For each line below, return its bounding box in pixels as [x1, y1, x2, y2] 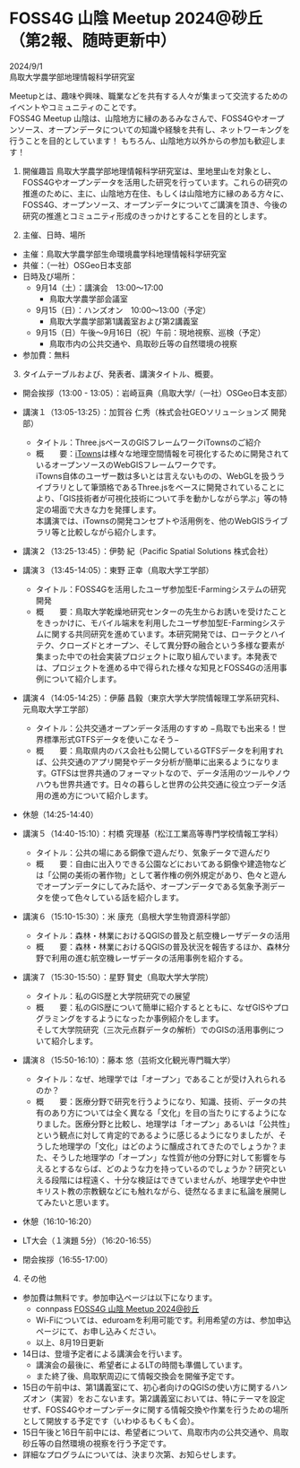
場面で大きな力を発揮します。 [51, 504, 161, 515]
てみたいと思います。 [35, 1196, 115, 1207]
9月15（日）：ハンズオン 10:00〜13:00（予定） [35, 304, 211, 315]
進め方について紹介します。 [51, 790, 153, 801]
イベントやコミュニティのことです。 [9, 101, 141, 112]
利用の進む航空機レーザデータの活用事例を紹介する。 [51, 952, 248, 963]
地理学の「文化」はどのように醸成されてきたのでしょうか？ [59, 1141, 279, 1151]
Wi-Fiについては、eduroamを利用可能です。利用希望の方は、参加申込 [35, 1315, 292, 1325]
